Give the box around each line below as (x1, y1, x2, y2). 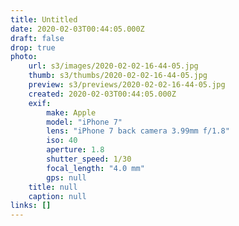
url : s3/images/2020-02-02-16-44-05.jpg (28, 61, 199, 71)
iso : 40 (46, 136, 78, 146)
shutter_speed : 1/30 (46, 154, 132, 164)
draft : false (10, 33, 65, 43)
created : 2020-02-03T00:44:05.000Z (28, 89, 177, 99)
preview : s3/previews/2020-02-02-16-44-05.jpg (28, 80, 226, 90)
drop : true (10, 42, 56, 53)
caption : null (28, 191, 87, 201)
